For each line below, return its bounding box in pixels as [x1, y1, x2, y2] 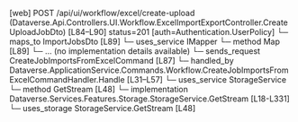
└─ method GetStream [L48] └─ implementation [9, 84, 189, 94]
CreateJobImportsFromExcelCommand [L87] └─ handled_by [9, 56, 234, 65]
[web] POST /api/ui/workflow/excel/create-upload [9, 8, 195, 18]
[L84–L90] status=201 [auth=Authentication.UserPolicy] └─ [68, 27, 289, 37]
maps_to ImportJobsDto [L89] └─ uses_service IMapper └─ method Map [9, 36, 281, 47]
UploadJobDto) [9, 27, 67, 37]
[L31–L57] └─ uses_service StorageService [126, 74, 286, 84]
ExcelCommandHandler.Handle [9, 74, 125, 84]
